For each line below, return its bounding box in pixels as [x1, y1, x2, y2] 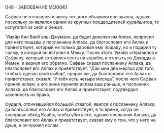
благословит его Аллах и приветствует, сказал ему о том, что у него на [5, 117, 156, 123]
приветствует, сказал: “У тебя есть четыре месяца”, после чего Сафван [5, 76, 156, 82]
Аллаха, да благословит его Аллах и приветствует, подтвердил [5, 87, 138, 92]
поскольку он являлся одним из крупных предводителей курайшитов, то [5, 19, 159, 25]
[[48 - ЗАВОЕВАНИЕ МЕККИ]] [5, 4, 67, 10]
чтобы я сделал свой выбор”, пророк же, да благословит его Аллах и [5, 71, 151, 76]
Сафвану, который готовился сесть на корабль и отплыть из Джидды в [5, 55, 155, 61]
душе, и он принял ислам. [5, 122, 60, 128]
